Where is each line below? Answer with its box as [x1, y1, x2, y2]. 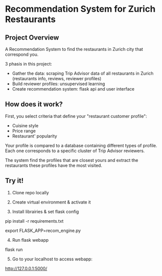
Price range [12, 128, 36, 134]
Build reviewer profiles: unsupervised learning [12, 81, 105, 87]
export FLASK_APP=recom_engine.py [5, 228, 81, 233]
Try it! [5, 177, 23, 185]
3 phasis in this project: [5, 61, 52, 67]
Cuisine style [12, 122, 39, 128]
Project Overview [5, 33, 59, 42]
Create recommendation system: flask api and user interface [12, 86, 135, 92]
